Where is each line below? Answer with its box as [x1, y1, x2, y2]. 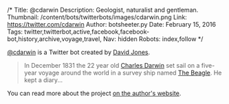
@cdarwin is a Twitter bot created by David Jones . [7, 48, 151, 56]
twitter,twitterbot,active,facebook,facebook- [23, 27, 150, 36]
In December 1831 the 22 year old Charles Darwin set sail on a [23, 62, 200, 69]
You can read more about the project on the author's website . [7, 89, 182, 97]
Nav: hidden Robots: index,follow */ [102, 35, 204, 43]
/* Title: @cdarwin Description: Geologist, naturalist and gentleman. [7, 6, 199, 14]
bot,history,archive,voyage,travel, [7, 35, 102, 43]
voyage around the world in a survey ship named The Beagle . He [38, 68, 222, 77]
